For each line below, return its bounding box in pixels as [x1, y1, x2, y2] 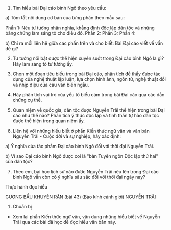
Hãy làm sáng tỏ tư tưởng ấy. [12, 61, 73, 67]
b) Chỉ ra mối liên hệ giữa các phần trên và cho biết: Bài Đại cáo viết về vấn [5, 40, 163, 46]
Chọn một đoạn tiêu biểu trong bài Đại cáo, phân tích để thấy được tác [12, 71, 161, 77]
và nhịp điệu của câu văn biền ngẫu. [12, 82, 89, 88]
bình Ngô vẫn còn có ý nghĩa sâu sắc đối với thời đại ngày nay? [12, 174, 145, 180]
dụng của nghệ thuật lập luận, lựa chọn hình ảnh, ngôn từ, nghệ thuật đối [12, 76, 166, 82]
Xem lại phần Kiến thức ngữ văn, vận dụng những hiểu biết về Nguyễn [12, 214, 160, 220]
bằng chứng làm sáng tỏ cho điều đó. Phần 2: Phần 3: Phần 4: [5, 30, 136, 36]
